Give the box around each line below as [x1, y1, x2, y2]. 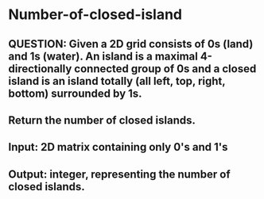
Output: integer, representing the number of [8, 167, 231, 181]
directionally [8, 62, 72, 75]
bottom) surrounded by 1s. [8, 86, 142, 100]
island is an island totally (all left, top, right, [8, 74, 226, 88]
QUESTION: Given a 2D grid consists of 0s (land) [8, 37, 254, 51]
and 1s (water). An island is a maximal [8, 49, 199, 63]
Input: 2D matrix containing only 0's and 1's [8, 140, 228, 154]
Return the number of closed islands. [8, 113, 196, 127]
